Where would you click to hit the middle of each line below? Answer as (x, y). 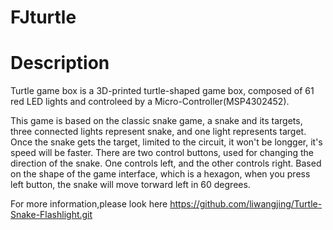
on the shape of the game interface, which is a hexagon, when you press (160, 174)
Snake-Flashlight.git (51, 215)
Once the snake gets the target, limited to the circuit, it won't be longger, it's (166, 142)
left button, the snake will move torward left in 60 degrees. (130, 185)
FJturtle (43, 17)
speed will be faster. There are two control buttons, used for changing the (162, 153)
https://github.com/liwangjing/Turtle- (246, 204)
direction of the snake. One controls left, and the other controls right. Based (166, 163)
